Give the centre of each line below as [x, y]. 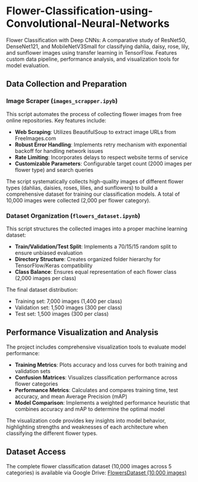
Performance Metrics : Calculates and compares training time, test [96, 390]
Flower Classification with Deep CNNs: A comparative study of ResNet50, [96, 40]
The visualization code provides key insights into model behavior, [86, 420]
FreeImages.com [35, 138]
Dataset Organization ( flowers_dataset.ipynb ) [73, 215]
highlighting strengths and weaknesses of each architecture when [87, 427]
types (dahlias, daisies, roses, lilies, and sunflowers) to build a [82, 187]
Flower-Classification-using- [80, 11]
